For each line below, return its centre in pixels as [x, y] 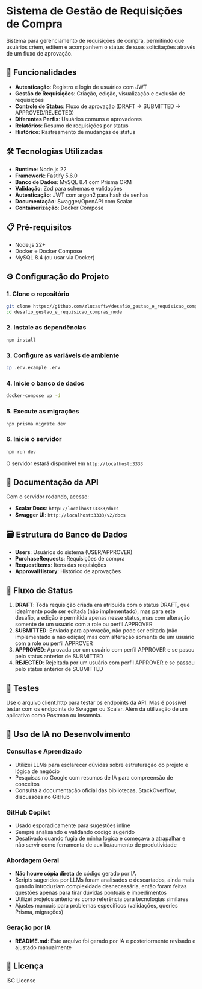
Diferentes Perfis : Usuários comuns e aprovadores [78, 119]
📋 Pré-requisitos [39, 227]
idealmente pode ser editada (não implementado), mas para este [95, 611]
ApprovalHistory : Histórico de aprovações [68, 571]
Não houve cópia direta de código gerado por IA [75, 874]
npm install [21, 340]
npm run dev [21, 452]
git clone [19, 307]
